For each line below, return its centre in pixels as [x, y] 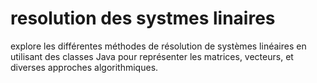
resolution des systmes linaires [143, 18]
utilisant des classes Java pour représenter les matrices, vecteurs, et [152, 56]
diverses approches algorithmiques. [84, 67]
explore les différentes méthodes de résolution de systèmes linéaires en [158, 46]
